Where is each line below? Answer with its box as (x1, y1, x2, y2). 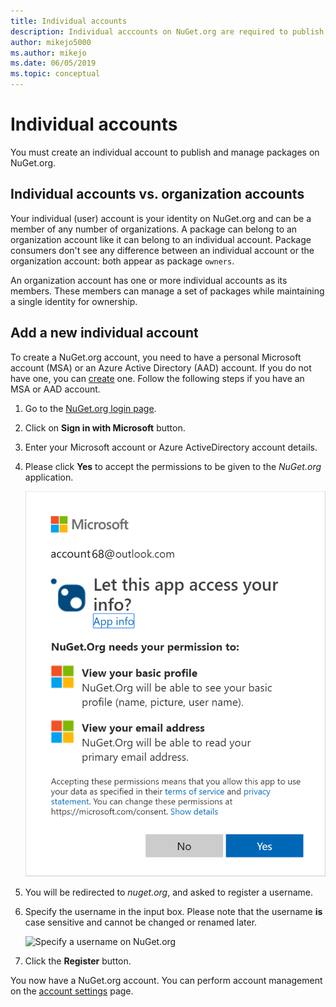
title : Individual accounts (10, 16, 128, 26)
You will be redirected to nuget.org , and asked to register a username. (24, 886, 313, 898)
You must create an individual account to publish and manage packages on (10, 146, 320, 158)
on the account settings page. (10, 985, 134, 997)
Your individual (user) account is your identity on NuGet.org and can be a (10, 212, 312, 224)
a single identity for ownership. (10, 295, 138, 307)
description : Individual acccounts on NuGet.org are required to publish (10, 26, 325, 37)
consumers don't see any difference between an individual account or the (10, 244, 315, 256)
